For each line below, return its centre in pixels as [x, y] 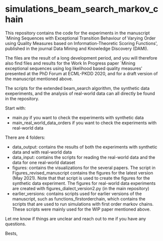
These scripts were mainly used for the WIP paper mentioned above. [81, 209]
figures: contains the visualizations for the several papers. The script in [84, 168]
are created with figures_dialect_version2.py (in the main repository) [81, 188]
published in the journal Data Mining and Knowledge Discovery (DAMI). [77, 48]
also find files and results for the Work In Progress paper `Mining [70, 63]
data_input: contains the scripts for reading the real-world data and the [84, 157]
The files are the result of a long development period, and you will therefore [81, 58]
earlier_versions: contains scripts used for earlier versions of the [77, 194]
